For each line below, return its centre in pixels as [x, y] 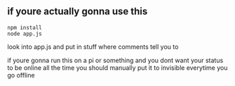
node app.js [25, 34]
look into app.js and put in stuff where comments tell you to [93, 46]
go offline [21, 75]
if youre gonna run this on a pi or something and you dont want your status [115, 60]
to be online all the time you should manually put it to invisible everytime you [117, 67]
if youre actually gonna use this [78, 12]
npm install [25, 27]
